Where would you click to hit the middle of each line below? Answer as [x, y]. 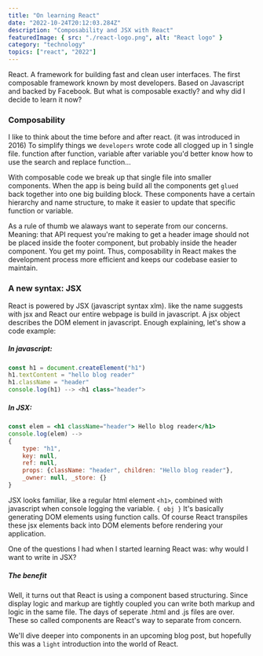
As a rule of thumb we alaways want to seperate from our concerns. [118, 226]
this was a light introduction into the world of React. [93, 643]
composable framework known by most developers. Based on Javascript [126, 83]
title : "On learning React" [54, 15]
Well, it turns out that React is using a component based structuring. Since [128, 595]
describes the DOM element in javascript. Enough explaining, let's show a [127, 322]
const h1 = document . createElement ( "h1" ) [77, 368]
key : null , [40, 456]
